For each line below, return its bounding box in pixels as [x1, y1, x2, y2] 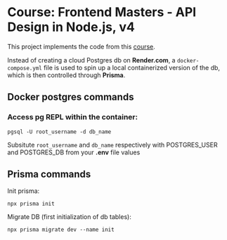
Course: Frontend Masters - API [7, 4, 197, 20]
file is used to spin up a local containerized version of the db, [43, 63, 220, 72]
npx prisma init [7, 201, 55, 208]
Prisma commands [7, 168, 91, 180]
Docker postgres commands [7, 91, 134, 103]
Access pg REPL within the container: [7, 112, 138, 122]
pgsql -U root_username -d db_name [7, 128, 112, 135]
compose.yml [7, 65, 42, 72]
